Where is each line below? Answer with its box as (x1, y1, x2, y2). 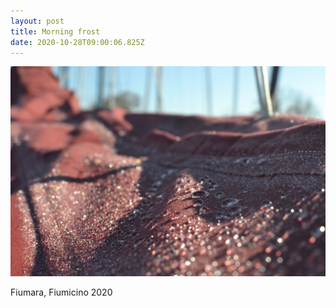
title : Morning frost (10, 26, 101, 37)
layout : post (10, 16, 65, 26)
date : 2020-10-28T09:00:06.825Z (10, 37, 145, 47)
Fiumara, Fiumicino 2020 (10, 286, 113, 299)
